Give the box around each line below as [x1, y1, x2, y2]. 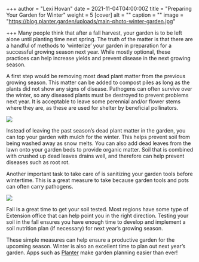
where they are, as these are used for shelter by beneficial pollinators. [6, 104, 179, 111]
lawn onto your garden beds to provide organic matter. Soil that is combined [6, 146, 194, 153]
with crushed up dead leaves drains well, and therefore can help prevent [6, 152, 185, 159]
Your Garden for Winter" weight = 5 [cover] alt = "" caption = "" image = [6, 11, 184, 19]
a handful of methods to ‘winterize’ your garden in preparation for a [6, 42, 172, 49]
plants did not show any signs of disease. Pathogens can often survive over [6, 85, 192, 92]
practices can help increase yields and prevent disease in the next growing [6, 55, 191, 61]
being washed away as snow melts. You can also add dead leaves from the [6, 140, 191, 147]
